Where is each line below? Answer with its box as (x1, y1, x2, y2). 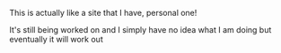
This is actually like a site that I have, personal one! (9, 8, 198, 18)
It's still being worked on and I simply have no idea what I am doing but (9, 25, 272, 34)
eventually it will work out (9, 34, 103, 44)
